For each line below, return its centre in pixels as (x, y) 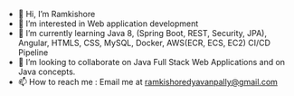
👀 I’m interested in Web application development (108, 24)
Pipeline (33, 53)
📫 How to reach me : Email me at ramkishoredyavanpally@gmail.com (148, 82)
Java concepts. (47, 72)
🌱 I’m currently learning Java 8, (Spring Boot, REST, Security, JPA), (142, 33)
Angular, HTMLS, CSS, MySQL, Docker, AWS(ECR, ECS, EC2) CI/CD (144, 43)
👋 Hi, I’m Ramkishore (57, 14)
